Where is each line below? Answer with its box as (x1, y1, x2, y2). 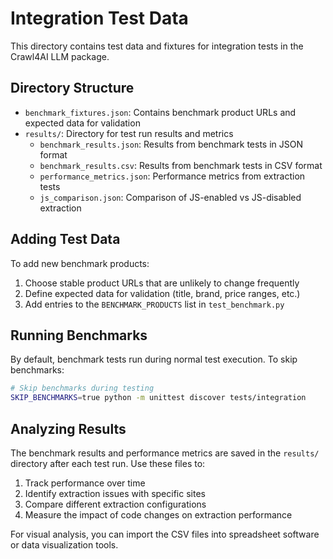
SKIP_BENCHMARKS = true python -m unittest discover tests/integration (10, 393, 307, 403)
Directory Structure (10, 80, 135, 97)
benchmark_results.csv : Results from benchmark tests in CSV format (39, 159, 323, 171)
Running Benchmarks (10, 327, 148, 344)
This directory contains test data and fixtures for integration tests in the (10, 40, 304, 52)
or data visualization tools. (10, 538, 119, 551)
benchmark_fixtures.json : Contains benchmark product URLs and (24, 106, 297, 118)
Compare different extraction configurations (24, 498, 207, 510)
